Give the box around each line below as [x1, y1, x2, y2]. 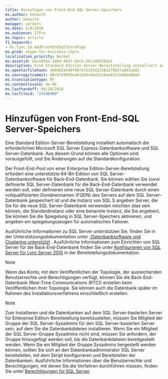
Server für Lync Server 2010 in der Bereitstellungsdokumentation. [5, 250, 140, 256]
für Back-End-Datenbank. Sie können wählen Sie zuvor [46, 176, 160, 182]
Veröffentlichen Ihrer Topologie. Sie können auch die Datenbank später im [5, 285, 157, 291]
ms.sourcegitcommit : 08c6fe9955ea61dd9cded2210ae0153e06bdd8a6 [5, 73, 140, 78]
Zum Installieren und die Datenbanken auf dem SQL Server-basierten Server [5, 310, 162, 316]
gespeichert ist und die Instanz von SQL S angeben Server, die [28, 197, 158, 203]
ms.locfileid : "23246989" [5, 91, 59, 96]
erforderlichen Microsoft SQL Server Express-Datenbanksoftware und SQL [5, 145, 159, 151]
